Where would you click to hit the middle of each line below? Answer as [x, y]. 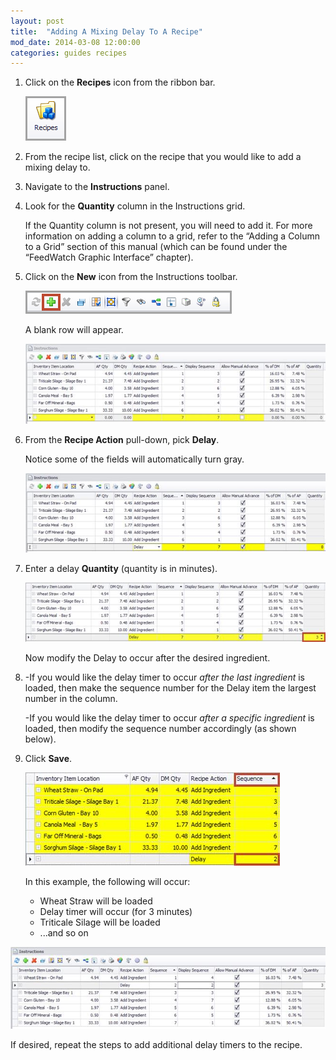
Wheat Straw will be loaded [96, 901]
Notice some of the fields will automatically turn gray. [134, 459]
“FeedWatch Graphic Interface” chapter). [109, 257]
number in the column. [71, 698]
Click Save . [48, 758]
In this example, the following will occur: [107, 881]
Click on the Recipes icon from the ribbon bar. [120, 82]
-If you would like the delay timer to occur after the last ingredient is [164, 677]
